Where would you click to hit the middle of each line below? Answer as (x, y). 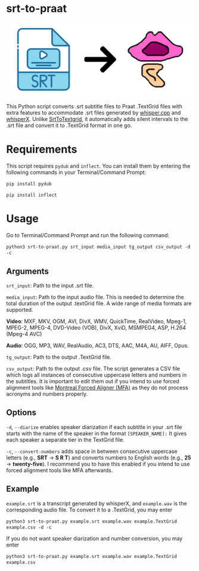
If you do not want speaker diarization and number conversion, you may (94, 538)
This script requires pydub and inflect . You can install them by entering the (98, 166)
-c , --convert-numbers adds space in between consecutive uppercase (92, 451)
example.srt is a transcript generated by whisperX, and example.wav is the (97, 503)
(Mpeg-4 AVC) (24, 334)
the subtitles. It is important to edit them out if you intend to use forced (93, 381)
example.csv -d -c (29, 527)
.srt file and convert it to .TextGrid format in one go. (69, 125)
